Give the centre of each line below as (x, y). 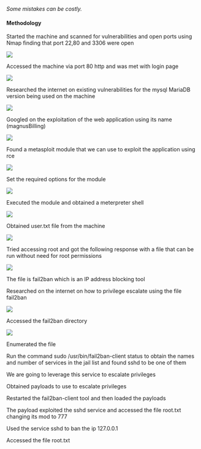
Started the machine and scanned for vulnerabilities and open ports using (99, 37)
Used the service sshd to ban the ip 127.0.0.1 (62, 429)
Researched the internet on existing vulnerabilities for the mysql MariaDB (99, 90)
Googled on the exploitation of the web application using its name (89, 119)
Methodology (24, 23)
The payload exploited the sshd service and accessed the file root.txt (94, 410)
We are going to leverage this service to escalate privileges (81, 375)
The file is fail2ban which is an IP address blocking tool (76, 279)
